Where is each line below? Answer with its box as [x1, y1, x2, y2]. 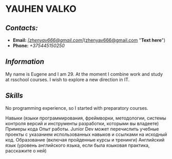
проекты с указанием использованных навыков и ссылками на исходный [5, 131, 167, 137]
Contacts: [5, 24, 38, 32]
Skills [5, 91, 23, 100]
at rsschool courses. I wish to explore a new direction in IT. [5, 76, 130, 83]
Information [5, 57, 45, 66]
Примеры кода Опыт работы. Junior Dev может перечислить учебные [5, 126, 159, 132]
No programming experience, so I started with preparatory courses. [5, 105, 148, 111]
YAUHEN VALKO [5, 3, 77, 15]
